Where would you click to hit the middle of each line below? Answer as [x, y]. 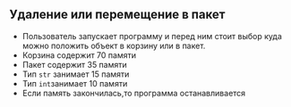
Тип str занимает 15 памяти [76, 74]
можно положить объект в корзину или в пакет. [114, 45]
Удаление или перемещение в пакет [117, 15]
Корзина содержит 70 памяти [79, 55]
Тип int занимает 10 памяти [75, 83]
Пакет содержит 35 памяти [74, 64]
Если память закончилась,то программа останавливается [134, 93]
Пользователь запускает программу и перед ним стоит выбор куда [152, 36]
